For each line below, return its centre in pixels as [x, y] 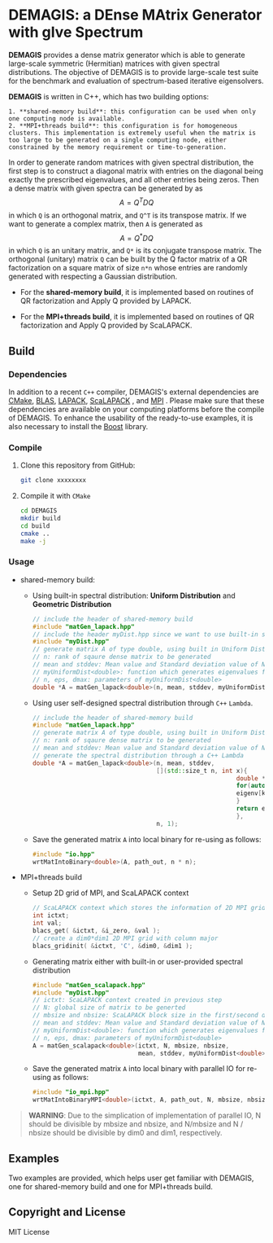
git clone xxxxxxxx [53, 481]
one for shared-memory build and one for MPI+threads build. [110, 1186]
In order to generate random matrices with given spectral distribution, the [131, 162]
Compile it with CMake [55, 496]
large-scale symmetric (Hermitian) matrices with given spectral [114, 64]
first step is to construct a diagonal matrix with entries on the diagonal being [136, 171]
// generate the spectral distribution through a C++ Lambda [138, 755]
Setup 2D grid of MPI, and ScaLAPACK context [110, 893]
